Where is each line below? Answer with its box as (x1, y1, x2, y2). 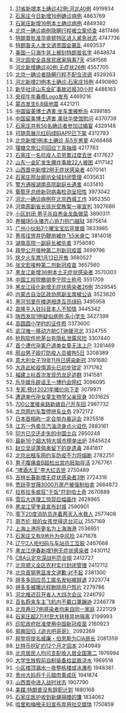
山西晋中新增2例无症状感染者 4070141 (15, 166, 107, 173)
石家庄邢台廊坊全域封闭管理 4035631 (15, 173, 104, 180)
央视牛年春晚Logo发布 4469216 (15, 93, 92, 100)
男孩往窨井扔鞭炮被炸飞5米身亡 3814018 (15, 232, 112, 239)
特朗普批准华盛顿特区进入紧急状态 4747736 (15, 35, 120, 41)
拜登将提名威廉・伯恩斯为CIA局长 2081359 (15, 635, 118, 642)
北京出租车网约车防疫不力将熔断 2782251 (15, 452, 114, 459)
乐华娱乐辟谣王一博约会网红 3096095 (15, 378, 106, 386)
